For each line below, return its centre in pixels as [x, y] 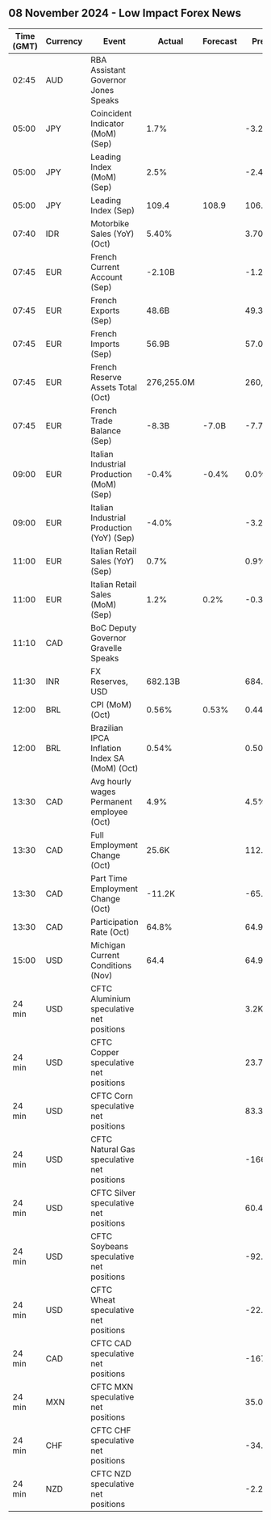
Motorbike [110, 223]
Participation [114, 922]
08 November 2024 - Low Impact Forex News [125, 13]
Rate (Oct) [110, 931]
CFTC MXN [112, 1387]
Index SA [107, 758]
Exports [105, 310]
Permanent [111, 801]
